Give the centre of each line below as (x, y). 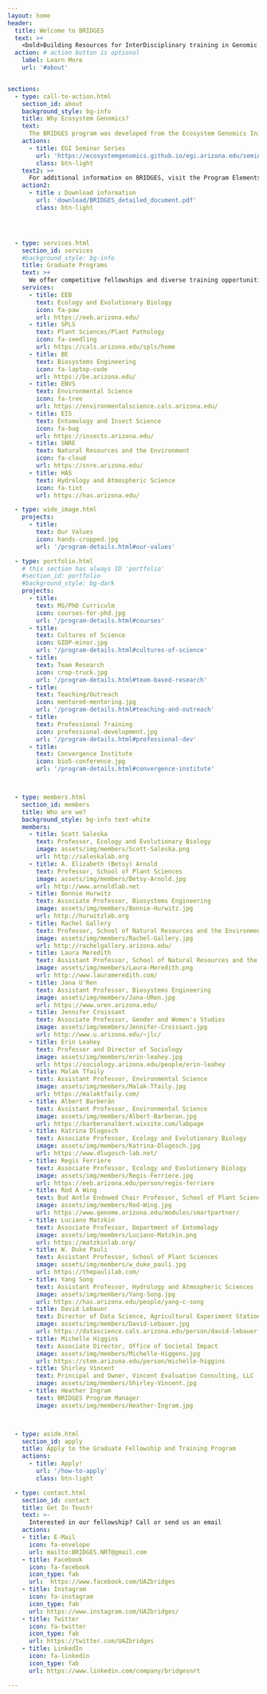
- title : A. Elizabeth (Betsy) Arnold (93, 864)
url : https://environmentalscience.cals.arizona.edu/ (127, 406)
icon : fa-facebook (59, 1567)
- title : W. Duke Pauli (68, 1250)
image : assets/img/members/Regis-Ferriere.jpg (115, 1175)
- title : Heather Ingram (70, 1391)
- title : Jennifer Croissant (77, 1013)
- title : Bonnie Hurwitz (70, 894)
